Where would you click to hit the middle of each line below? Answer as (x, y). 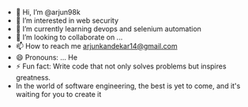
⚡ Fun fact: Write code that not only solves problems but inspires (121, 66)
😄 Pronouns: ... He (46, 57)
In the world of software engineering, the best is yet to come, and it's (128, 86)
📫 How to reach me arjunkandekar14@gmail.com (96, 46)
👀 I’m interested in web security (67, 20)
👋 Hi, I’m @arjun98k (48, 12)
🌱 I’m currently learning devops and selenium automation (108, 29)
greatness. (33, 77)
